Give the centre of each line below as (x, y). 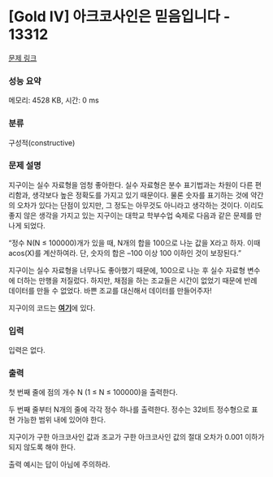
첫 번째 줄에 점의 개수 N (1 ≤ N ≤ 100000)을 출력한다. (93, 392)
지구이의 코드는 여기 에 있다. (52, 308)
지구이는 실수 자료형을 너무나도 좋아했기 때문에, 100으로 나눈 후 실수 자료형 (127, 270)
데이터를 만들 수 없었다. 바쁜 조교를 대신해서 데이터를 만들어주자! (110, 290)
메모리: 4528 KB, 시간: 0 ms (54, 100)
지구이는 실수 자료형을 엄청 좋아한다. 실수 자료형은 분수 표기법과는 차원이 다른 (131, 184)
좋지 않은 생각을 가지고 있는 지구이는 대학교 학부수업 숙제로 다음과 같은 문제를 (131, 215)
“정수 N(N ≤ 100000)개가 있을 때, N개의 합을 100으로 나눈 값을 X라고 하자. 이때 (134, 243)
